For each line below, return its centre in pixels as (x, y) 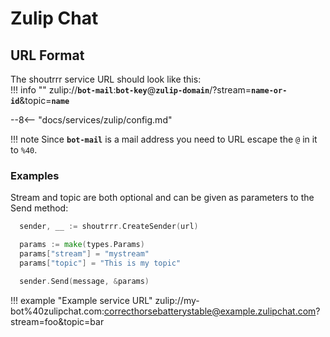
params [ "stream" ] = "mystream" (84, 254)
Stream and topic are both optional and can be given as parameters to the (162, 198)
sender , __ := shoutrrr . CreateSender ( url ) (109, 227)
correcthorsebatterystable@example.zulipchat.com (210, 311)
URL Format (47, 55)
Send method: (39, 208)
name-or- (269, 91)
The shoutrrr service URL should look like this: (106, 79)
